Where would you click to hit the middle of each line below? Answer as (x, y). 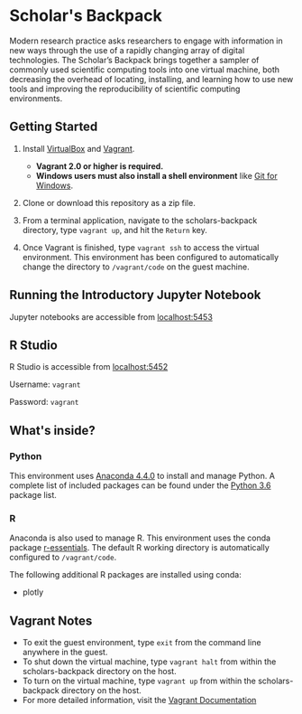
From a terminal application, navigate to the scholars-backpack (140, 220)
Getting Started (54, 127)
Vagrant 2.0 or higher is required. (100, 166)
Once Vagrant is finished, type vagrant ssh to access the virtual (141, 247)
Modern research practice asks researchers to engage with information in (146, 41)
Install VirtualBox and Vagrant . (78, 148)
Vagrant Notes (51, 620)
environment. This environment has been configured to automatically (151, 257)
